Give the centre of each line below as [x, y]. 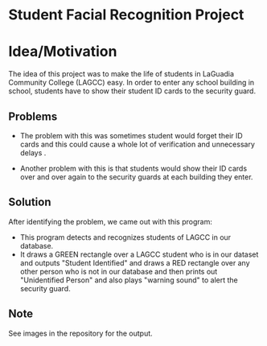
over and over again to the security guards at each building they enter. [136, 177]
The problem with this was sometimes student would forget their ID [131, 135]
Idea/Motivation [63, 52]
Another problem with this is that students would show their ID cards [133, 168]
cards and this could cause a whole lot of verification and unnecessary [138, 144]
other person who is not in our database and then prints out [119, 271]
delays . [33, 152]
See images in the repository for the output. [80, 333]
